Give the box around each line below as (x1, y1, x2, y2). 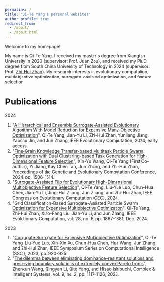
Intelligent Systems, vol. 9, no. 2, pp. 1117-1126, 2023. (12, 271, 119, 277)
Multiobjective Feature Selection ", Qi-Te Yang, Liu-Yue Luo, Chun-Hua (12, 184, 154, 190)
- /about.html (9, 30, 38, 35)
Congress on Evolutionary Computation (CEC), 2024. (12, 195, 119, 201)
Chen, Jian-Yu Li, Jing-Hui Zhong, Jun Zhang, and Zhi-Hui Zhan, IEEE (12, 189, 153, 195)
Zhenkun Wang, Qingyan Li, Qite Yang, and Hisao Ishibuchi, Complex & (12, 266, 155, 272)
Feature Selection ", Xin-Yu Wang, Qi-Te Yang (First (38, 158, 141, 164)
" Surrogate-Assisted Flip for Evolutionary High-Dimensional (12, 179, 133, 185)
